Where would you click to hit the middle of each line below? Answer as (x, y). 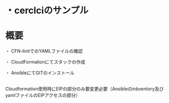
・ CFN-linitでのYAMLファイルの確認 (44, 51)
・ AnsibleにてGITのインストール (40, 73)
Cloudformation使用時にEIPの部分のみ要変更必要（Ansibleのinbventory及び (84, 89)
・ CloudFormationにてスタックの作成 (45, 62)
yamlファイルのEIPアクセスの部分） (43, 95)
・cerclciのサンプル (47, 11)
